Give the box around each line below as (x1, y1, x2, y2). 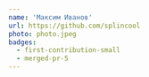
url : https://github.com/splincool (8, 21, 141, 30)
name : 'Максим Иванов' (8, 12, 93, 22)
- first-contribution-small (16, 46, 121, 55)
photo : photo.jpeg (8, 29, 77, 38)
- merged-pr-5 (16, 54, 69, 63)
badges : (8, 37, 37, 47)
